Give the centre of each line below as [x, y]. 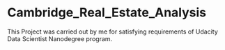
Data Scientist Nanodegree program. [60, 38]
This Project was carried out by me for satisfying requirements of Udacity [113, 32]
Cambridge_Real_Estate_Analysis [107, 13]
